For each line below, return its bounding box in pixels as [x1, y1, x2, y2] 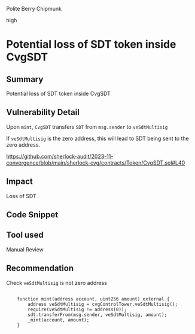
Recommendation [6, 263, 74, 274]
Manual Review [6, 245, 44, 253]
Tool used [6, 230, 44, 240]
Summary [6, 74, 44, 84]
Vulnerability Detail [6, 107, 80, 117]
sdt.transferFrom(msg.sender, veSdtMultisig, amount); [28, 311, 167, 318]
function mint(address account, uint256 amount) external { [17, 296, 170, 302]
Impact [6, 177, 33, 187]
